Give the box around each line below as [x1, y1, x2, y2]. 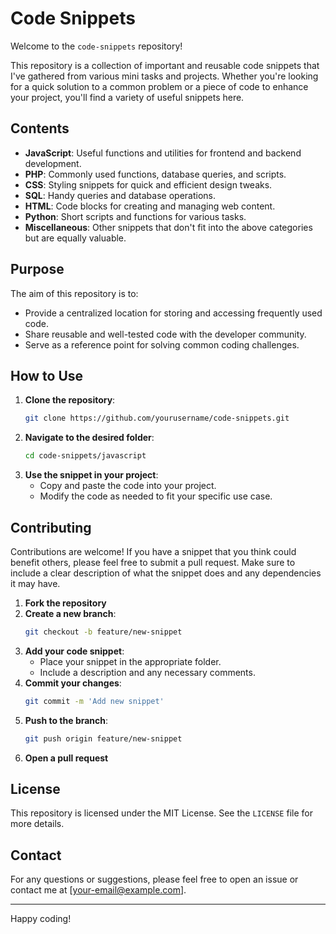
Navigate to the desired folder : [24, 432, 155, 444]
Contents [10, 120, 70, 137]
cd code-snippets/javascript [24, 451, 147, 461]
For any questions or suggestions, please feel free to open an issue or [10, 873, 299, 886]
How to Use [10, 367, 84, 384]
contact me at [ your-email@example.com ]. [10, 884, 187, 896]
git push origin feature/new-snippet [24, 733, 183, 744]
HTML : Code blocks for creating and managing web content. [24, 200, 276, 212]
